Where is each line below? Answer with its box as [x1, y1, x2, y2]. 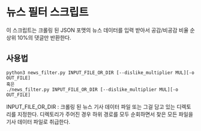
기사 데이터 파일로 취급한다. [6, 118, 71, 125]
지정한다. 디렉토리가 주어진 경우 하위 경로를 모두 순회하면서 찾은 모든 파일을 [17, 111, 194, 118]
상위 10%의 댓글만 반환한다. [6, 34, 71, 41]
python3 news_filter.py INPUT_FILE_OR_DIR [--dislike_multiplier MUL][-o [6, 70, 195, 76]
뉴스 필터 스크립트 [6, 5, 89, 19]
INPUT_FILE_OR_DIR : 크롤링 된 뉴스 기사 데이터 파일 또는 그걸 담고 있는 [6, 103, 176, 110]
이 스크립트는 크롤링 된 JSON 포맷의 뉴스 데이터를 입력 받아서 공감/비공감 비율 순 [6, 26, 195, 34]
